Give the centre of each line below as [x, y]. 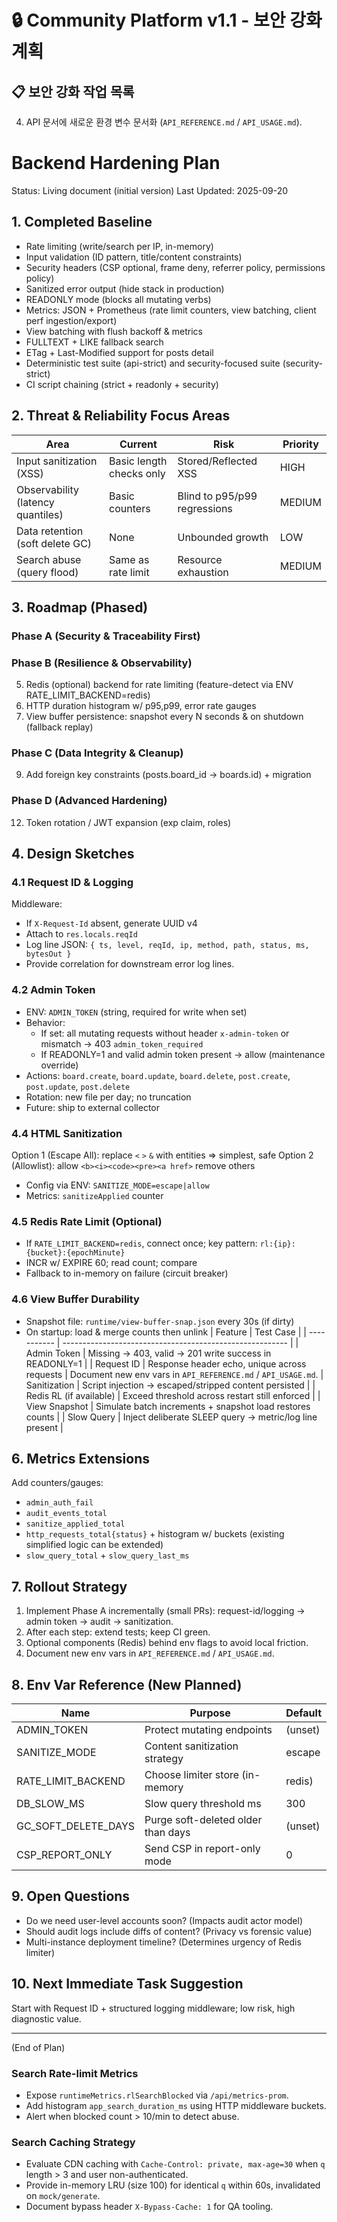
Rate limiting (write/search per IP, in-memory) [119, 246]
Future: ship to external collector [93, 1107]
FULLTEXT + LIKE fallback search [94, 342]
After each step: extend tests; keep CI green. [118, 1632]
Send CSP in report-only [202, 1849]
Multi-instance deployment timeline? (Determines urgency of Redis [163, 1942]
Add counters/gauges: [57, 1483]
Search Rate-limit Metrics [75, 2073]
